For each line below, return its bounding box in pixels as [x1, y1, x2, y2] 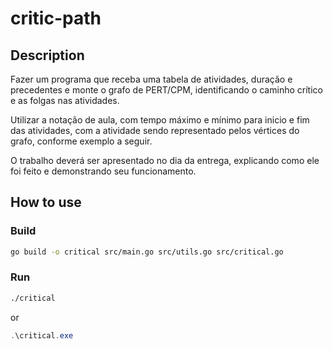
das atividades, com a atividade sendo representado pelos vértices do [10, 125, 300, 136]
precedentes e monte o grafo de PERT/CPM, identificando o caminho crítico [10, 84, 323, 96]
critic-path [10, 7, 102, 30]
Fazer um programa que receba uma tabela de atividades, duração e [10, 73, 293, 85]
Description [10, 47, 85, 64]
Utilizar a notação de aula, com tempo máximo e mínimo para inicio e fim [10, 114, 310, 126]
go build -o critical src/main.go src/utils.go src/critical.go [10, 247, 284, 257]
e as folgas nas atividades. [10, 95, 120, 106]
